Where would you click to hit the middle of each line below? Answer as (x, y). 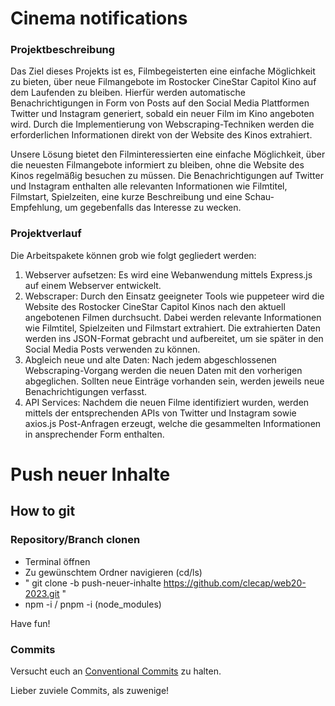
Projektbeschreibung (63, 50)
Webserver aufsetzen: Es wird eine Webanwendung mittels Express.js (168, 274)
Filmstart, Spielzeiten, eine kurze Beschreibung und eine (126, 197)
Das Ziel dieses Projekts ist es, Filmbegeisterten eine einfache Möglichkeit (163, 71)
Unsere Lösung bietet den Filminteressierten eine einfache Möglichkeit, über (168, 154)
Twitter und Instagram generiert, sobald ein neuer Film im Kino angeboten (162, 114)
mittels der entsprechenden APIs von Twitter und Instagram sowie (160, 413)
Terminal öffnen (57, 561)
